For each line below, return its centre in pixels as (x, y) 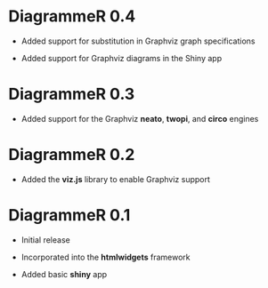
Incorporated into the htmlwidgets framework (106, 257)
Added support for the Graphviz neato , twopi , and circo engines (140, 118)
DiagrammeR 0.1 (69, 215)
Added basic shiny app (64, 274)
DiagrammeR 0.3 (72, 94)
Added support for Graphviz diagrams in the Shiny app (122, 58)
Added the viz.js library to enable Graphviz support (116, 179)
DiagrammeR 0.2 (72, 155)
